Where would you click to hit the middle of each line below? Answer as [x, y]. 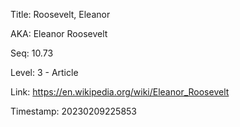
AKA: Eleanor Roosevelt [59, 33]
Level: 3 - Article [44, 72]
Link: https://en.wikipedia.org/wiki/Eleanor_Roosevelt [120, 92]
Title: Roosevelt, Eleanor [60, 14]
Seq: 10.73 [32, 53]
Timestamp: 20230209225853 [73, 111]
